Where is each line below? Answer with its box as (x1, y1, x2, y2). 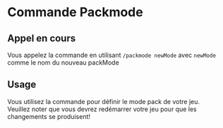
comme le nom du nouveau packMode (7, 58, 120, 67)
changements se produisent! (7, 112, 90, 120)
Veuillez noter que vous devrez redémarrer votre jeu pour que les (7, 105, 197, 113)
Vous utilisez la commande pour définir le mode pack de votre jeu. (7, 97, 200, 105)
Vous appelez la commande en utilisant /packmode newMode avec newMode (7, 51, 217, 59)
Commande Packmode (7, 4, 143, 20)
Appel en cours (7, 32, 76, 44)
